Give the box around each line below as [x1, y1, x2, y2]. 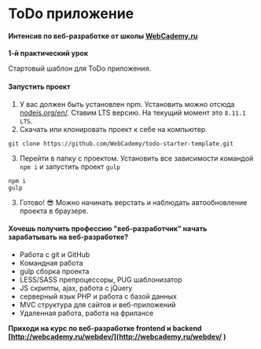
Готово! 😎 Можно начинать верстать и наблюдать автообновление [19, 197, 248, 207]
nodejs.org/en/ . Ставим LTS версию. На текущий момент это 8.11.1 [19, 108, 246, 117]
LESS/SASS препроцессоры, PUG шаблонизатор [19, 274, 182, 284]
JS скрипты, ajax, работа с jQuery [19, 283, 133, 292]
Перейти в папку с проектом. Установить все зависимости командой [19, 153, 254, 163]
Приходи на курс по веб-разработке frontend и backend [8, 323, 202, 332]
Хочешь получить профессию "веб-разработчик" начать [8, 224, 208, 233]
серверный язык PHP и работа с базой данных [19, 292, 177, 301]
